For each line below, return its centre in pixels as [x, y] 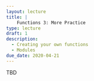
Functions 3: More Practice [51, 22]
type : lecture [24, 28]
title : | [17, 17]
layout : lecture [26, 12]
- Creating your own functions [50, 45]
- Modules [23, 50]
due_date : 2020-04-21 [33, 56]
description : [22, 39]
